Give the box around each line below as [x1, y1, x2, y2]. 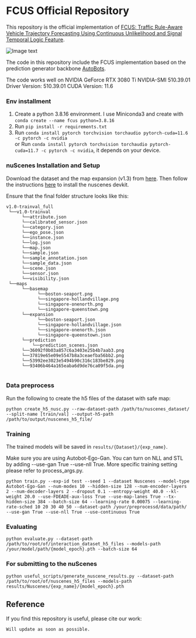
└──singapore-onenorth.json [37, 327, 106, 332]
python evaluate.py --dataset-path [6, 536, 93, 542]
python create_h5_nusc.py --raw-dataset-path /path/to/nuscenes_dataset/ [6, 406, 190, 412]
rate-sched [6, 504, 33, 510]
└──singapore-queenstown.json [37, 332, 111, 338]
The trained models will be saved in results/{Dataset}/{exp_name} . [6, 443, 168, 450]
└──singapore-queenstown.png [37, 306, 109, 312]
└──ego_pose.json [21, 229, 64, 235]
